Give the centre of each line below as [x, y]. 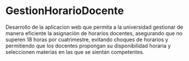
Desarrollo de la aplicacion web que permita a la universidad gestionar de [95, 27]
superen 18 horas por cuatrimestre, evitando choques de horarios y [87, 39]
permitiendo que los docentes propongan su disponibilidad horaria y [88, 46]
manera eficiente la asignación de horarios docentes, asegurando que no [94, 33]
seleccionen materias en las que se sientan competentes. [75, 52]
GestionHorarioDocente [65, 11]
